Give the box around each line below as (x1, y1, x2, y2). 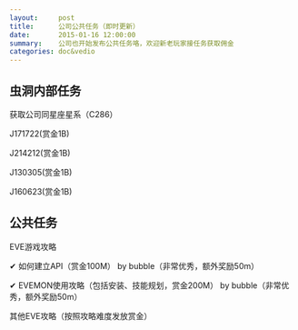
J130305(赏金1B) (9, 166, 73, 177)
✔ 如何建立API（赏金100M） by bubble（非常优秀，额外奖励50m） (9, 260, 260, 271)
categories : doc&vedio (9, 47, 95, 56)
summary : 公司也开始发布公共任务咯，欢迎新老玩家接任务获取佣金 (9, 38, 234, 48)
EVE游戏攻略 (9, 241, 57, 252)
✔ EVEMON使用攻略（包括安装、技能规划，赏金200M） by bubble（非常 (9, 279, 282, 291)
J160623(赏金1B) (9, 185, 73, 196)
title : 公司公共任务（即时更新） (9, 22, 140, 31)
